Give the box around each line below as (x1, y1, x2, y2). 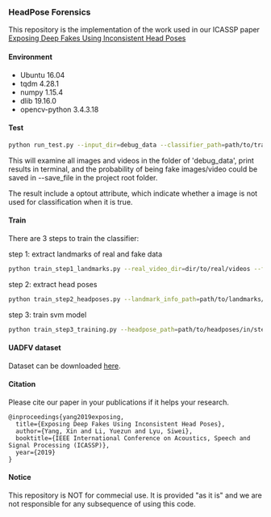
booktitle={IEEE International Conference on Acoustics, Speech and (15, 434, 251, 443)
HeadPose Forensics (8, 6, 91, 18)
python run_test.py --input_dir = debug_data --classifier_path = (8, 141, 226, 149)
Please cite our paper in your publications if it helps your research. (8, 397, 230, 407)
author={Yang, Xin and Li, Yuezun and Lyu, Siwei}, (15, 427, 194, 435)
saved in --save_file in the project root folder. (8, 172, 158, 182)
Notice (8, 473, 31, 482)
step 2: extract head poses (8, 279, 98, 289)
